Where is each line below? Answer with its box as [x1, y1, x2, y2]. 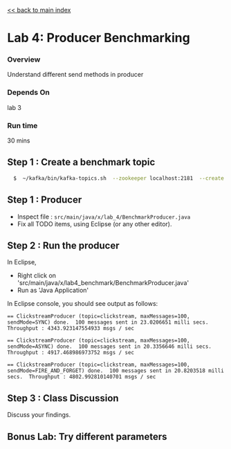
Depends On [7, 88, 50, 98]
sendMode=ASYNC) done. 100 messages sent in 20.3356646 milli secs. [7, 343, 212, 350]
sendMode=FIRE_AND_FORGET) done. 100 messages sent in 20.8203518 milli [7, 367, 225, 374]
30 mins [7, 136, 30, 145]
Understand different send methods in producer [7, 71, 144, 79]
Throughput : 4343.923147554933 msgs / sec [7, 325, 135, 332]
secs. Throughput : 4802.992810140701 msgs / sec [7, 374, 156, 381]
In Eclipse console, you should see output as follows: [7, 300, 158, 308]
